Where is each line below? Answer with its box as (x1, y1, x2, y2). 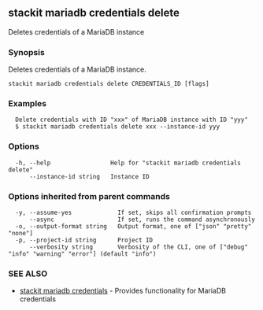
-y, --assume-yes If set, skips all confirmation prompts (15, 209, 252, 216)
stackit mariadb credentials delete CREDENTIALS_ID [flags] (8, 80, 210, 88)
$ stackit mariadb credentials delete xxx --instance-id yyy (15, 123, 220, 131)
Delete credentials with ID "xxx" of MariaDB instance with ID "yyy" (15, 116, 248, 124)
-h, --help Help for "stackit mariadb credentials (15, 159, 242, 167)
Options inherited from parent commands (8, 190, 171, 201)
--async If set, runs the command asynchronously (28, 216, 256, 223)
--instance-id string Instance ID (28, 172, 150, 180)
